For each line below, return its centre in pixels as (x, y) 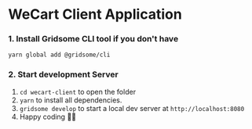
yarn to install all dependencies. (71, 100)
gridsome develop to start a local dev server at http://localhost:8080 (132, 108)
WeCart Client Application (95, 14)
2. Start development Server (64, 74)
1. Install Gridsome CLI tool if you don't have (93, 39)
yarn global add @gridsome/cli (59, 55)
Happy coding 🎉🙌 (48, 116)
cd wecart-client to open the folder (77, 91)
